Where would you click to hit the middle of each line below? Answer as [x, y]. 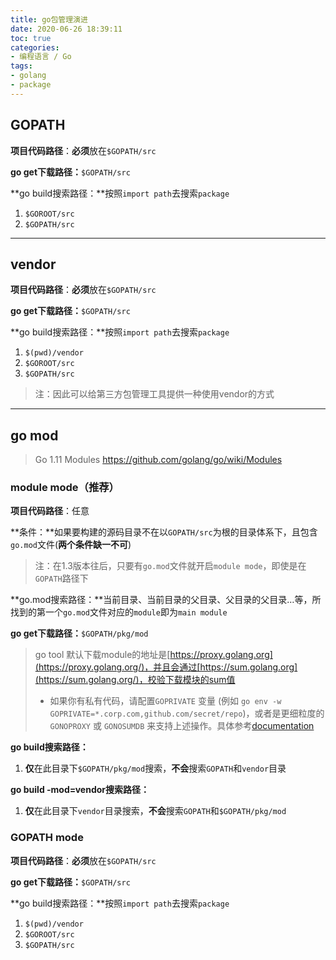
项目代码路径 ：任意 [50, 511]
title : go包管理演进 [49, 19]
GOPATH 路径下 [61, 578]
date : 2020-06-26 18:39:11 [66, 29]
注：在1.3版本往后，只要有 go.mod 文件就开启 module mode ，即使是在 [170, 566]
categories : [35, 47]
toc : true [31, 38]
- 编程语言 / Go [41, 57]
